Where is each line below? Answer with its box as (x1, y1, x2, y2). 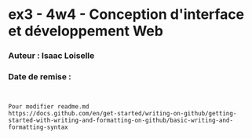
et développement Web (8, 22, 163, 40)
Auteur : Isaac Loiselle (8, 50, 95, 61)
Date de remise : (8, 71, 72, 82)
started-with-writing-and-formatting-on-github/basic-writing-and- (8, 116, 234, 125)
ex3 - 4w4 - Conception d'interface (8, 5, 245, 24)
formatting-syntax (8, 123, 68, 131)
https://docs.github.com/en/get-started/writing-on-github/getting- (8, 110, 237, 118)
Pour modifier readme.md (8, 103, 89, 111)
